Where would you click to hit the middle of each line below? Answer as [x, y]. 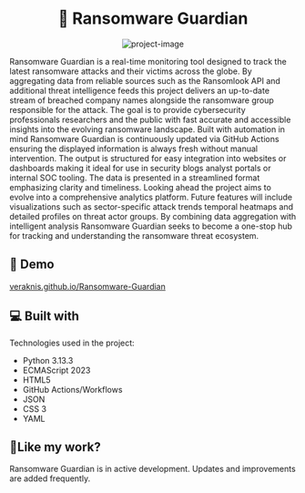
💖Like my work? [56, 447]
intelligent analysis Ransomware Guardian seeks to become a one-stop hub [151, 226]
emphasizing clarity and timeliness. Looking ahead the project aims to [140, 187]
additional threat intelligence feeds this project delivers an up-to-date [140, 90]
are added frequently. [50, 478]
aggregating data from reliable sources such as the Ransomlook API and [145, 80]
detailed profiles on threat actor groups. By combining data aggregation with [153, 216]
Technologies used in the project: [72, 343]
